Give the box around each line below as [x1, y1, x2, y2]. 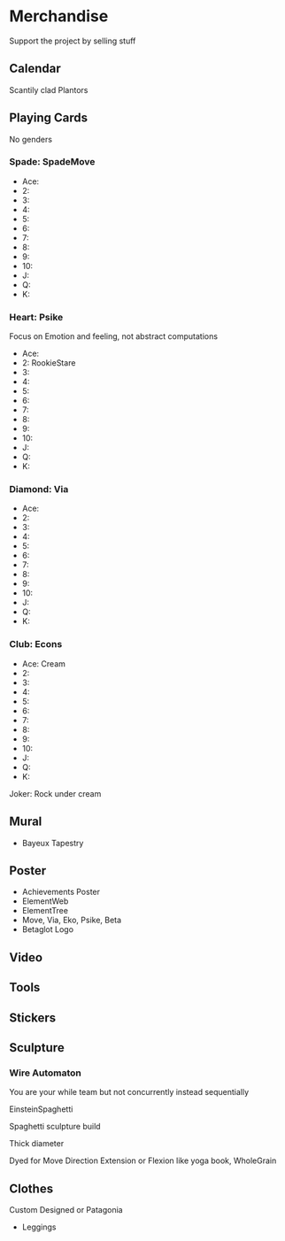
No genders [9, 134, 53, 144]
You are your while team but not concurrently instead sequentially [9, 1087, 250, 1098]
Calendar [9, 61, 61, 76]
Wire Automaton [9, 1067, 82, 1079]
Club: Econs [9, 638, 63, 651]
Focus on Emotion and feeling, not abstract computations [9, 331, 219, 342]
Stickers [9, 1010, 57, 1025]
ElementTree [21, 906, 69, 916]
